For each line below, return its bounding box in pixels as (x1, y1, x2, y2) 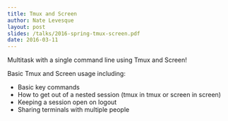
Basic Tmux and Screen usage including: (7, 70, 126, 78)
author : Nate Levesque (7, 17, 74, 24)
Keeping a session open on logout (17, 98, 117, 106)
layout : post (7, 23, 46, 30)
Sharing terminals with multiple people (17, 106, 130, 114)
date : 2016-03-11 (7, 37, 59, 44)
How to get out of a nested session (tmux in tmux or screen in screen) (17, 91, 221, 99)
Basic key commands (17, 83, 80, 91)
